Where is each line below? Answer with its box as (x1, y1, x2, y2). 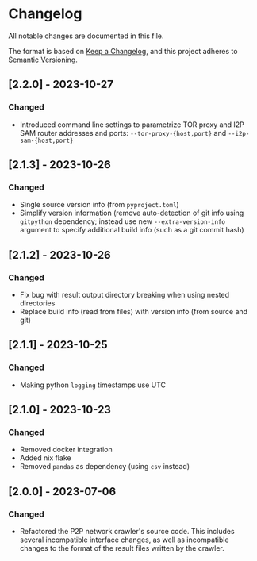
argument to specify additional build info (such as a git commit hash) (19, 225, 244, 235)
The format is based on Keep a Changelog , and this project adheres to (8, 46, 238, 56)
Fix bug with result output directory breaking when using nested (19, 290, 230, 299)
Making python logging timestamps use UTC (19, 380, 167, 390)
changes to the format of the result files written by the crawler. (19, 544, 224, 553)
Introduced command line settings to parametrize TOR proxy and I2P (19, 120, 244, 129)
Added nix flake (19, 453, 71, 463)
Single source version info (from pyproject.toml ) (19, 200, 180, 209)
